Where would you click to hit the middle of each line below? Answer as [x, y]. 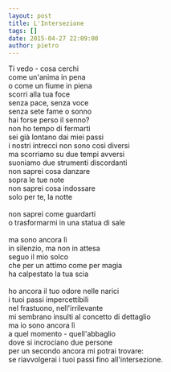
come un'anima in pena [47, 77]
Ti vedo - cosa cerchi [43, 68]
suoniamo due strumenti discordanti [68, 163]
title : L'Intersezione [46, 23]
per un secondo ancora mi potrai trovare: [76, 351]
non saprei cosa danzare [49, 172]
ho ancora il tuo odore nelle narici [64, 291]
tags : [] [23, 31]
